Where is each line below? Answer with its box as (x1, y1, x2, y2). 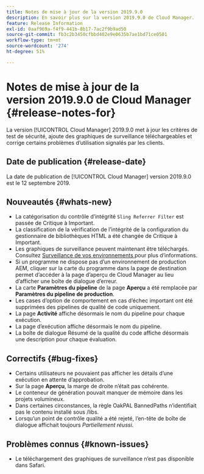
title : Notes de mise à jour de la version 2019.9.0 (6, 9, 143, 15)
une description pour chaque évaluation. (15, 336, 117, 343)
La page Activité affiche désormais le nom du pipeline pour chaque (15, 310, 185, 317)
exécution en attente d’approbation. (15, 376, 105, 383)
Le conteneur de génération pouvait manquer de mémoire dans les (15, 389, 183, 396)
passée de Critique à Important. (15, 220, 95, 227)
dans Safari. (15, 461, 46, 469)
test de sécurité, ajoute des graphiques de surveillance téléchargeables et (6, 132, 192, 140)
